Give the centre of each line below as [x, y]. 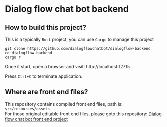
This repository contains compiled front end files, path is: [64, 104]
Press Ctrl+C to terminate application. [44, 76]
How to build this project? [46, 28]
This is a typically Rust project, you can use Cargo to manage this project [79, 39]
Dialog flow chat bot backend [67, 9]
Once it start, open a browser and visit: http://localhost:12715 [68, 67]
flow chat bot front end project [37, 119]
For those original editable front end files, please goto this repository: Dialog [84, 114]
